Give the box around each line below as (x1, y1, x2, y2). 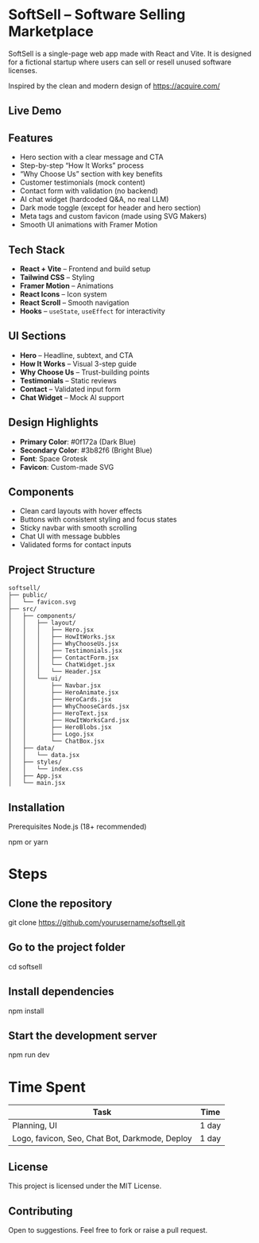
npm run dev (8, 1050, 50, 1059)
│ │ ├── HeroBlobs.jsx (8, 724, 112, 732)
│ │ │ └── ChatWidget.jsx (8, 661, 115, 669)
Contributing (8, 1204, 73, 1218)
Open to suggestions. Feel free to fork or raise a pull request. (8, 1226, 208, 1235)
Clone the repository (8, 896, 113, 910)
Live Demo (8, 104, 62, 118)
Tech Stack (8, 243, 65, 256)
